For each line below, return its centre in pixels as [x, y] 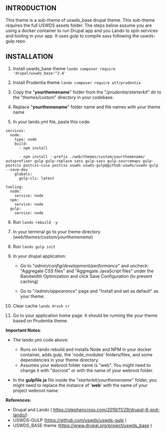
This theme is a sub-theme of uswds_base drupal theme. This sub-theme [80, 20]
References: [19, 400]
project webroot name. [36, 390]
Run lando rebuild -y [35, 222]
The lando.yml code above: [41, 340]
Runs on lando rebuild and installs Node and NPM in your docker [86, 349]
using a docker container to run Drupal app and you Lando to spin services [82, 30]
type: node [26, 139]
